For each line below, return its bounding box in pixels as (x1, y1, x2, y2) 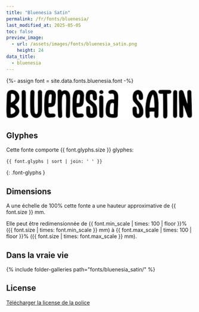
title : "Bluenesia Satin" (6, 10, 70, 16)
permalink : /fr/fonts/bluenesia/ (6, 16, 89, 22)
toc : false (6, 29, 33, 35)
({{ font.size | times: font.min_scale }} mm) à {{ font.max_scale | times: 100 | (6, 227, 192, 234)
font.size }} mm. (6, 209, 46, 216)
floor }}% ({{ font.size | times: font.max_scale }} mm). (6, 233, 137, 240)
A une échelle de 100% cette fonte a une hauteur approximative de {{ (6, 202, 176, 209)
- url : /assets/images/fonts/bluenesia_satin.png (11, 41, 137, 47)
